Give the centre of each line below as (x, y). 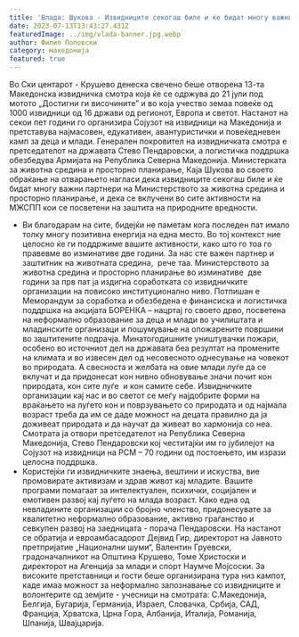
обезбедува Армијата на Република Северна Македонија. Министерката (148, 160)
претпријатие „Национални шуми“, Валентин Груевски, (127, 547)
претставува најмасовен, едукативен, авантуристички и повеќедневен (145, 132)
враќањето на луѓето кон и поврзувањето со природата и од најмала (154, 405)
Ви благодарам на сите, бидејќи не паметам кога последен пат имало (156, 225)
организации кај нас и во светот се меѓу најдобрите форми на (141, 395)
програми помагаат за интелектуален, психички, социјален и (139, 490)
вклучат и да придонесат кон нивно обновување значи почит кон (147, 376)
